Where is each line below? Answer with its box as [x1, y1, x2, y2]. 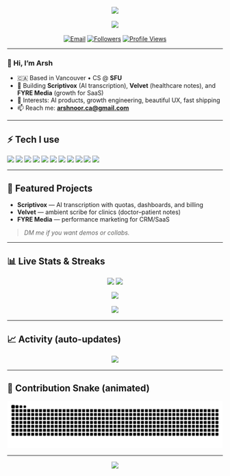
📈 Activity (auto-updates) [7, 333, 121, 346]
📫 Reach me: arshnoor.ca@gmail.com [16, 104, 129, 112]
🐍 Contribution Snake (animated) [7, 382, 150, 394]
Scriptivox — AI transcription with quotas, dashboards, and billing [16, 200, 204, 209]
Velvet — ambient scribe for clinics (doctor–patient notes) [16, 208, 181, 216]
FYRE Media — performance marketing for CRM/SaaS [16, 215, 170, 223]
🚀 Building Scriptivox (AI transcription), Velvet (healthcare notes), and [16, 82, 216, 90]
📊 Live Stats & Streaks [7, 256, 105, 267]
